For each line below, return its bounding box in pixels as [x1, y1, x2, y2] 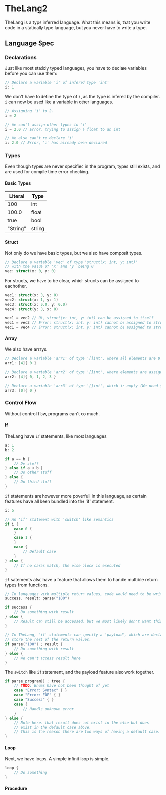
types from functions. [5, 582, 49, 588]
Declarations [5, 54, 37, 61]
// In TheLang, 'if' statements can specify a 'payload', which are [5, 632, 149, 638]
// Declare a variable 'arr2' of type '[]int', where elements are [5, 370, 147, 375]
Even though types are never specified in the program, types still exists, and [5, 163, 160, 169]
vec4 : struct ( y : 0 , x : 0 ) [5, 306, 58, 312]
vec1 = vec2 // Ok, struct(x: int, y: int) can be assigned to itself [5, 316, 154, 321]
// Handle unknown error [23, 706, 74, 711]
